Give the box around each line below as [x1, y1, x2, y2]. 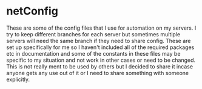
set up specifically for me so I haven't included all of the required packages [6, 44, 195, 51]
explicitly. [6, 76, 30, 83]
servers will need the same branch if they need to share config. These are [6, 37, 191, 44]
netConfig [6, 4, 59, 18]
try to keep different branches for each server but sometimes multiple [6, 30, 181, 38]
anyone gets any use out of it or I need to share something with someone [6, 69, 189, 76]
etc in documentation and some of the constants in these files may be [6, 50, 181, 57]
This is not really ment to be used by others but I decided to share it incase [6, 62, 193, 70]
